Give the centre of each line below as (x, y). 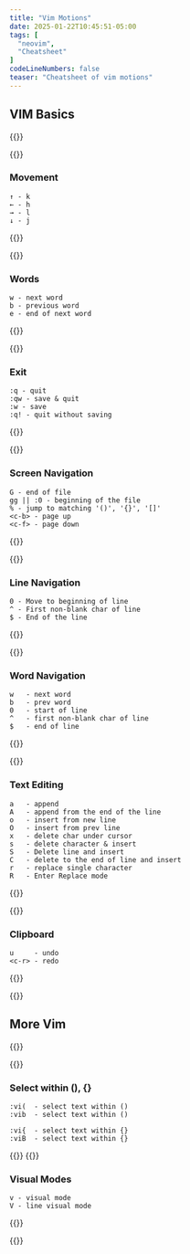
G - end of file (40, 492)
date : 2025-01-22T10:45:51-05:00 (73, 26)
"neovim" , (36, 43)
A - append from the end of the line (85, 812)
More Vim (38, 1024)
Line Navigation (45, 583)
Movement (34, 177)
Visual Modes (41, 1179)
